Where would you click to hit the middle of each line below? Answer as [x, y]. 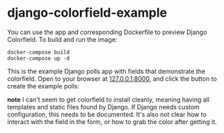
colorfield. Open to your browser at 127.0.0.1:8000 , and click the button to [112, 79]
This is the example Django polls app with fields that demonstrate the [106, 71]
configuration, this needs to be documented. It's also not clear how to [107, 114]
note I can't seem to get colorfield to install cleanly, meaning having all [109, 100]
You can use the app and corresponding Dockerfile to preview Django [107, 32]
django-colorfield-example [87, 13]
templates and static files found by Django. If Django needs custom [104, 107]
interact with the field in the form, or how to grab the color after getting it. [112, 122]
